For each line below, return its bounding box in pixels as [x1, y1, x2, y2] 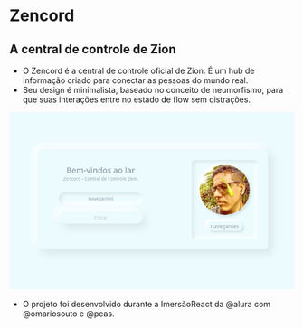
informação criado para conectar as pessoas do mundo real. [22, 75, 249, 86]
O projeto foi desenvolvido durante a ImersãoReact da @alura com [22, 298, 271, 309]
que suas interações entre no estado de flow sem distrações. [22, 94, 251, 105]
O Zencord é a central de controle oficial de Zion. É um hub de [22, 65, 255, 76]
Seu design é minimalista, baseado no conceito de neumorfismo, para [22, 85, 284, 95]
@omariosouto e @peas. [22, 308, 115, 319]
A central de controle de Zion [9, 42, 176, 57]
